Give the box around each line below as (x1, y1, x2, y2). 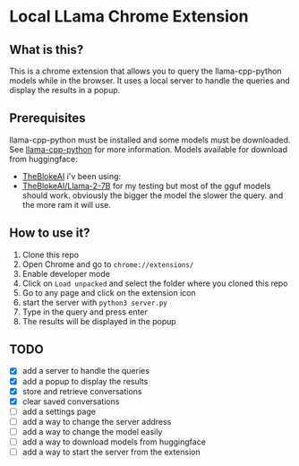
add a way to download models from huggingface (21, 436, 206, 447)
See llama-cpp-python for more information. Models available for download (9, 143, 288, 154)
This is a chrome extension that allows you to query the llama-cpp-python (9, 65, 282, 76)
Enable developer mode (21, 268, 110, 279)
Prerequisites (9, 110, 86, 126)
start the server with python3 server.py (21, 297, 168, 307)
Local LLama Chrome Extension (9, 6, 249, 27)
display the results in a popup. (9, 85, 121, 95)
